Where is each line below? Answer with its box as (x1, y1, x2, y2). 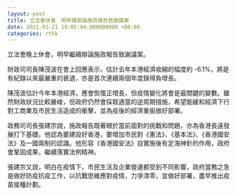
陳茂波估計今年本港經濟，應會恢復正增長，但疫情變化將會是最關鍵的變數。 (7, 89, 224, 97)
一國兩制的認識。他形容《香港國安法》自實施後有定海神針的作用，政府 (25, 139, 230, 148)
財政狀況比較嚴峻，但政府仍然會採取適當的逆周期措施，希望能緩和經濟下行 (13, 98, 230, 106)
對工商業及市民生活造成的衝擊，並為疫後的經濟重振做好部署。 (7, 106, 187, 115)
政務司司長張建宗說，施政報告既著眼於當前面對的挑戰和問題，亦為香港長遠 (7, 121, 224, 130)
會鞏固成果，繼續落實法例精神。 (7, 148, 100, 156)
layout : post (7, 10, 46, 18)
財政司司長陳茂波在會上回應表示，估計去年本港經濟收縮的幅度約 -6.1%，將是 (7, 65, 229, 74)
